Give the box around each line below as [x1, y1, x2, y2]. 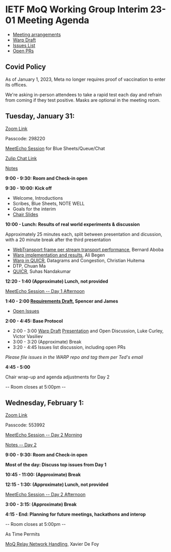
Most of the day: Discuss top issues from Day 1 [5, 462, 107, 468]
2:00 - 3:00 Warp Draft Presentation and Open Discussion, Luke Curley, [12, 328, 164, 334]
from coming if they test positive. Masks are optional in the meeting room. [5, 97, 161, 103]
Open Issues [12, 308, 39, 314]
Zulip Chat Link [5, 155, 37, 161]
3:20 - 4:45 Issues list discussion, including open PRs [12, 344, 126, 350]
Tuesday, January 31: [5, 112, 75, 121]
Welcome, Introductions [12, 195, 63, 201]
